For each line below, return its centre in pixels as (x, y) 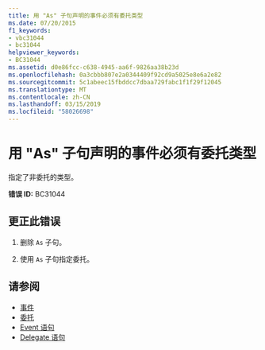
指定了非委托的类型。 (43, 177)
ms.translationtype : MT (48, 89)
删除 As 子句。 (42, 242)
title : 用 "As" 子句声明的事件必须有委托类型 (76, 16)
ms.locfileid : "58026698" (51, 112)
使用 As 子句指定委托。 (56, 259)
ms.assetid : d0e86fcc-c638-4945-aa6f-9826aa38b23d (94, 68)
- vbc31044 (26, 38)
